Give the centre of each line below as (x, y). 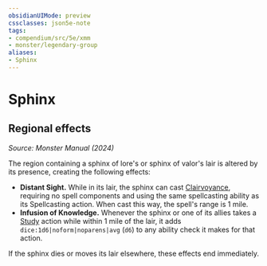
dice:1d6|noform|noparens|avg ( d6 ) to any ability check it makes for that (137, 229)
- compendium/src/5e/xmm (49, 38)
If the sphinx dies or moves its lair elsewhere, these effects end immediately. (133, 253)
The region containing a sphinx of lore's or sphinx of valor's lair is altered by (133, 163)
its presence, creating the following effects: (80, 171)
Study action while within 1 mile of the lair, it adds (100, 221)
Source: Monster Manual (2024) (61, 147)
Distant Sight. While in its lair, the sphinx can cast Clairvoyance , (125, 187)
